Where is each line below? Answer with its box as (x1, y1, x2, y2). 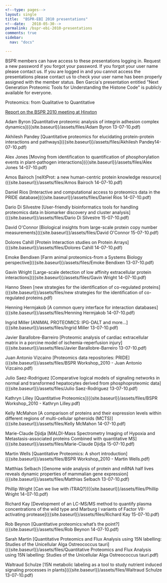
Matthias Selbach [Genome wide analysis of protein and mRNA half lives (5, 465, 154, 471)
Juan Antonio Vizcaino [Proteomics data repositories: (5, 355, 115, 361)
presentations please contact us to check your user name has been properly (5, 73, 162, 80)
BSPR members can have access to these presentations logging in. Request (5, 58, 161, 64)
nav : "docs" (9, 40, 35, 45)
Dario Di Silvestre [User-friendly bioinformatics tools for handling (5, 204, 139, 210)
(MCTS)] (95, 415, 113, 421)
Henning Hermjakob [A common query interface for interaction (5, 304, 134, 310)
